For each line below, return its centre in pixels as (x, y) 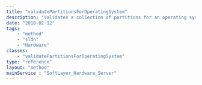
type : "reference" (29, 62)
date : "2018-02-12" (31, 23)
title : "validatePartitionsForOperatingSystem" (67, 12)
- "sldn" (28, 40)
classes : (17, 51)
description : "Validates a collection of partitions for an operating (96, 17)
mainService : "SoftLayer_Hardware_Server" (62, 73)
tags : (13, 28)
